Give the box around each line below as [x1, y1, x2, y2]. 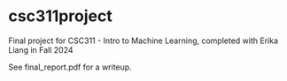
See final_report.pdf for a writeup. [8, 62, 132, 72]
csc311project [8, 6, 112, 26]
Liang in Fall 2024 [8, 44, 74, 55]
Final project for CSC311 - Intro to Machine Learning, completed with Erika [8, 35, 279, 46]
